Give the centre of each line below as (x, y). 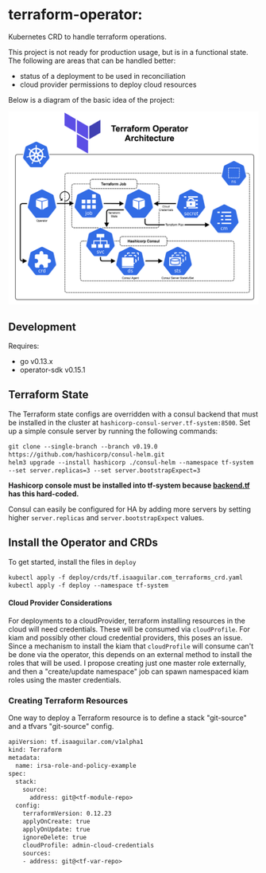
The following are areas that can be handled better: (92, 61)
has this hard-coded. (44, 493)
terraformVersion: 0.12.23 (67, 814)
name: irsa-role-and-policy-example (76, 766)
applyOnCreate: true (56, 822)
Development (42, 327)
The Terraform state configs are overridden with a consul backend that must (133, 414)
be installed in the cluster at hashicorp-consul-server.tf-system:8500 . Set (129, 422)
